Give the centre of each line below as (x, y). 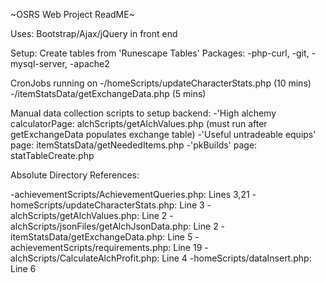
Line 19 (188, 247)
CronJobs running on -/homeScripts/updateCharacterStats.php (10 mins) (161, 83)
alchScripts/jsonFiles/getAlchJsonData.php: (101, 226)
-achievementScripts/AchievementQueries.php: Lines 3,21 (130, 194)
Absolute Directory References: (75, 175)
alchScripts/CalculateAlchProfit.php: (85, 258)
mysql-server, (39, 63)
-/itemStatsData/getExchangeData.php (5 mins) (108, 93)
